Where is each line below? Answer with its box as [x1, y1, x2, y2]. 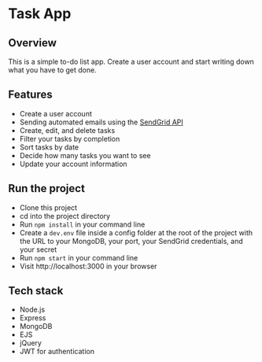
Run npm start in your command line [19, 253, 138, 262]
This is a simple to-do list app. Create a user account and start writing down [8, 57, 254, 66]
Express [19, 313, 46, 323]
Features [8, 88, 53, 102]
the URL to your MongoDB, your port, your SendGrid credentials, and [19, 236, 244, 246]
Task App [8, 5, 72, 23]
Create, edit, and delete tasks [19, 125, 116, 135]
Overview [8, 36, 57, 50]
